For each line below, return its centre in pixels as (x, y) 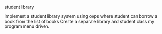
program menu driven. (27, 26)
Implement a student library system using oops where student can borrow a (81, 16)
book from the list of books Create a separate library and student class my (80, 21)
